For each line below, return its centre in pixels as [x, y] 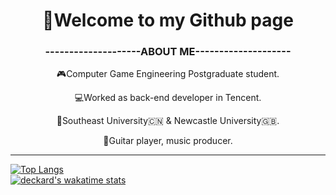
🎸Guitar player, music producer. [168, 141]
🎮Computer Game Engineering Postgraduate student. [168, 74]
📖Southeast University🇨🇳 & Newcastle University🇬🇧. [168, 121]
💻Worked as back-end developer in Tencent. [168, 98]
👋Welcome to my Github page [168, 20]
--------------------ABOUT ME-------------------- [168, 52]
